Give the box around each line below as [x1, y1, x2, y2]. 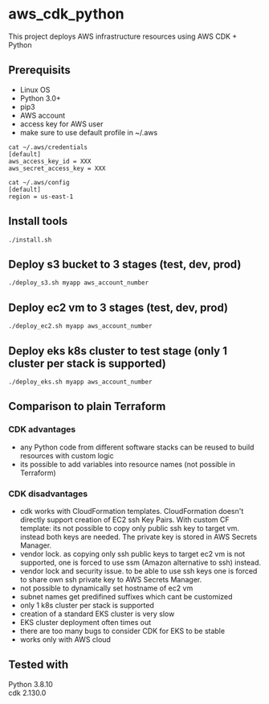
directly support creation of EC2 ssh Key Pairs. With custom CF [19, 515, 230, 524]
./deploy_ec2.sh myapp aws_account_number [8, 322, 153, 330]
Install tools [8, 214, 68, 228]
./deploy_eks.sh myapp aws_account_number [8, 378, 153, 386]
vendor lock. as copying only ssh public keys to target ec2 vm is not [19, 549, 246, 558]
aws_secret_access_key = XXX [8, 164, 106, 172]
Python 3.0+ [19, 93, 62, 103]
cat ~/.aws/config [8, 178, 70, 186]
